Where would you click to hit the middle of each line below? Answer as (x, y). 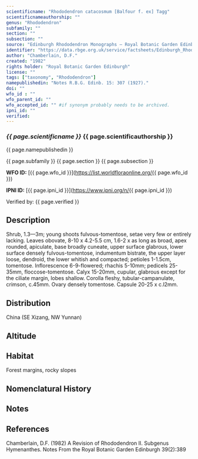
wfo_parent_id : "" (29, 99)
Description (28, 220)
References (28, 429)
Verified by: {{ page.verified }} (43, 201)
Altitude (21, 336)
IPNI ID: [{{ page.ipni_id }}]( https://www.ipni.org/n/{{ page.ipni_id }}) (89, 190)
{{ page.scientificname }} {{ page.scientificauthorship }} (90, 136)
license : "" (21, 72)
